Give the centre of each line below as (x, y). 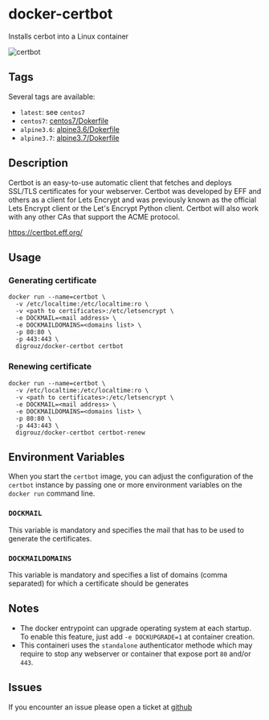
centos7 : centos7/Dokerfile (64, 121)
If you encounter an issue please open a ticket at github (100, 707)
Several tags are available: (52, 97)
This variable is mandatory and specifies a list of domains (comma (118, 574)
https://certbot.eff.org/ (45, 232)
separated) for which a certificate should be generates (98, 583)
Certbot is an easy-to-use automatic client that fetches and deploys (120, 183)
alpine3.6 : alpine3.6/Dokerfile (70, 129)
